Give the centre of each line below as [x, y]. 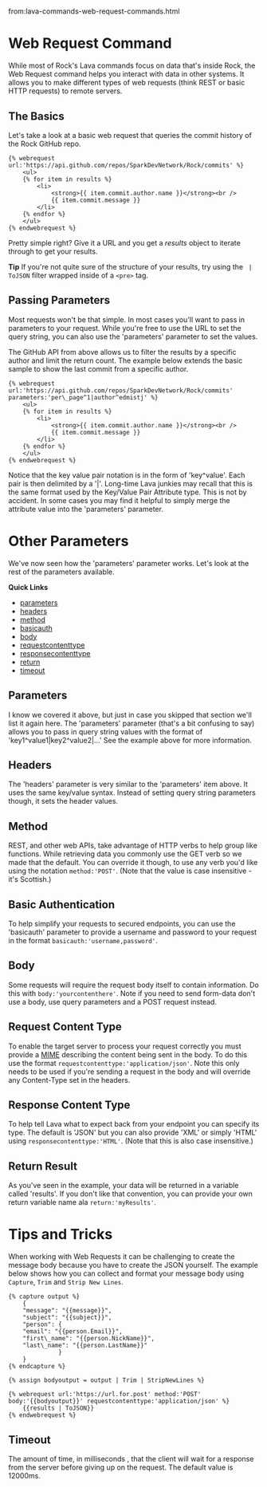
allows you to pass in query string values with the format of [106, 731]
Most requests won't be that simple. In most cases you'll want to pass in [127, 319]
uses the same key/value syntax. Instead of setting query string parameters [132, 793]
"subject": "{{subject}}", [67, 1318]
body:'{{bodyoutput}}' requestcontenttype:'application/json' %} [119, 1402]
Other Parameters [69, 541]
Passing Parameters [59, 300]
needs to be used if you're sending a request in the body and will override [130, 1072]
